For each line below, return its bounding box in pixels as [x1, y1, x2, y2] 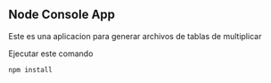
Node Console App [8, 7, 116, 22]
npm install [8, 65, 53, 74]
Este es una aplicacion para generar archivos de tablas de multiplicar [8, 30, 262, 41]
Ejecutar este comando [8, 48, 94, 59]
